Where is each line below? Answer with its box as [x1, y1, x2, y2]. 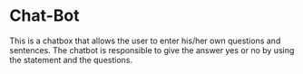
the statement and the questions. [9, 54, 133, 65]
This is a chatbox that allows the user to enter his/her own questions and [9, 35, 281, 46]
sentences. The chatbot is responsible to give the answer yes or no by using [9, 44, 295, 55]
